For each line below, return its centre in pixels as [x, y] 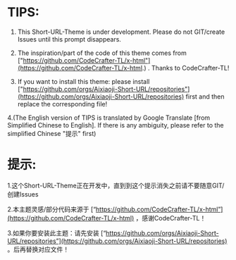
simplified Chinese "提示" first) [52, 133]
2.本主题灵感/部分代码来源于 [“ [52, 209]
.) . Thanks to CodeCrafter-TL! [186, 68]
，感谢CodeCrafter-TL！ [171, 218]
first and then [205, 97]
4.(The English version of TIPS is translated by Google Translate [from [109, 118]
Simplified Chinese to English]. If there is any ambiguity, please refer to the [116, 125]
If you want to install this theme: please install [83, 81]
